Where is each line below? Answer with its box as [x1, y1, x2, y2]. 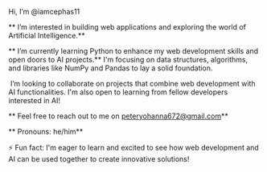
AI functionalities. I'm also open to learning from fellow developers [8, 87, 228, 97]
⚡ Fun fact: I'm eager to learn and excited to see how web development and [8, 143, 259, 152]
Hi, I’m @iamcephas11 [8, 7, 80, 16]
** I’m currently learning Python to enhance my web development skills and [8, 46, 259, 55]
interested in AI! [8, 96, 61, 105]
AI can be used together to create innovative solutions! [8, 154, 190, 163]
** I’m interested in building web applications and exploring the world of [8, 22, 247, 31]
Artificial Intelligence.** [8, 31, 86, 40]
